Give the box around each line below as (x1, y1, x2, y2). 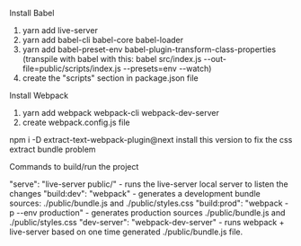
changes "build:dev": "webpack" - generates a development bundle (9, 189, 261, 198)
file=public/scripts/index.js (22, 63, 121, 74)
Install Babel (9, 8, 55, 18)
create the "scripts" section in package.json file (22, 73, 199, 83)
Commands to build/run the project (9, 162, 139, 171)
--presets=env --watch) (122, 63, 212, 74)
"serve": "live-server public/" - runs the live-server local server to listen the (9, 179, 289, 189)
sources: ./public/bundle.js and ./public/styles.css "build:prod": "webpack (9, 198, 283, 208)
